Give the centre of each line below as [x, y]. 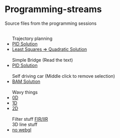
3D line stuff [25, 124]
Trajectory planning [32, 38]
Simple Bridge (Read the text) [42, 60]
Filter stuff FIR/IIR [30, 119]
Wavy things [25, 92]
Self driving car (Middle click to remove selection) [64, 76]
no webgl [22, 129]
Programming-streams [53, 9]
